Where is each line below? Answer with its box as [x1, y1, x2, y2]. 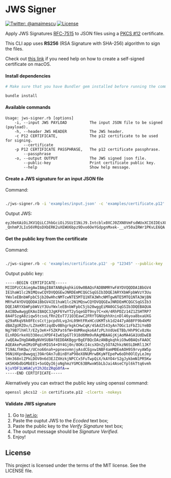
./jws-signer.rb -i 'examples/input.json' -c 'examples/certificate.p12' [5, 201, 165, 206]
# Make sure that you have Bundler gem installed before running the [5, 84, 156, 89]
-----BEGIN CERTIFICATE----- [5, 280, 67, 285]
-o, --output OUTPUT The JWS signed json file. [14, 156, 147, 161]
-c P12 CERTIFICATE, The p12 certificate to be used [14, 134, 158, 139]
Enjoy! [12, 434, 26, 440]
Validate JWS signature [5, 401, 56, 407]
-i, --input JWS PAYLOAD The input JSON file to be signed [14, 120, 163, 126]
